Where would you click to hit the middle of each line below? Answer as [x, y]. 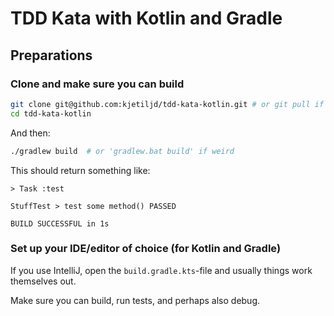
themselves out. [43, 281]
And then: [30, 133]
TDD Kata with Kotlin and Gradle [146, 18]
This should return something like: [80, 170]
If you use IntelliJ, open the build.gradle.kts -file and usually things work [161, 270]
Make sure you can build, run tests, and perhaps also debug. [135, 300]
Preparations [51, 55]
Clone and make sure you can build [97, 84]
